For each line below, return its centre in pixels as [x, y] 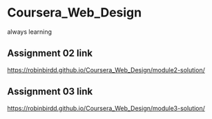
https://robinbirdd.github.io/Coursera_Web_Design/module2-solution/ [106, 69]
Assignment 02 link [50, 53]
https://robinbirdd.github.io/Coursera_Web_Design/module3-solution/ [106, 108]
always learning [30, 32]
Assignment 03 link [50, 92]
